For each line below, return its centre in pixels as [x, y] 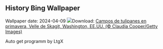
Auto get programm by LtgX [34, 41]
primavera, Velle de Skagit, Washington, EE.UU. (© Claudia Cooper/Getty [81, 26]
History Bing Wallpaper [43, 8]
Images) [14, 31]
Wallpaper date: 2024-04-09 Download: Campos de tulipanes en [76, 21]
